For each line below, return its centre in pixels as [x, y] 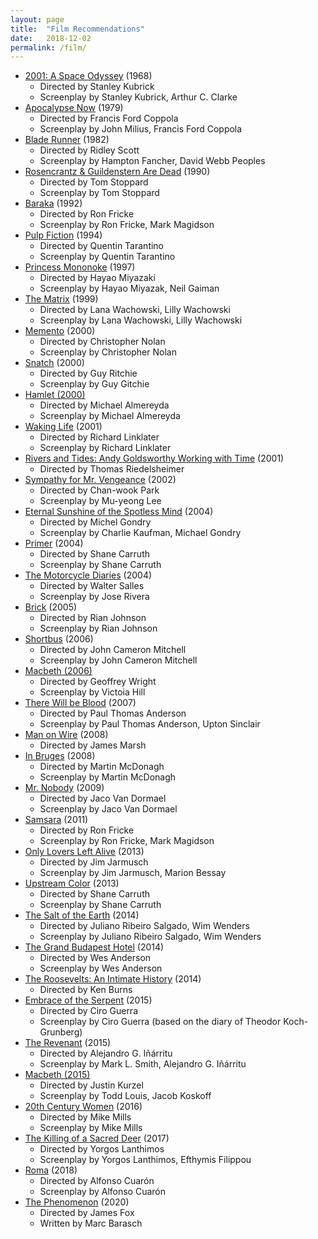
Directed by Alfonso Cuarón [97, 1181]
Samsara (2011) [56, 820]
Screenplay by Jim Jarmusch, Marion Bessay [133, 873]
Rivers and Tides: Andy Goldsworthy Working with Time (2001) [154, 458]
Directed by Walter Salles [92, 586]
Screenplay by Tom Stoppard [99, 193]
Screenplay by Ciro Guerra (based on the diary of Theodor [160, 1022]
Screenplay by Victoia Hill [92, 692]
